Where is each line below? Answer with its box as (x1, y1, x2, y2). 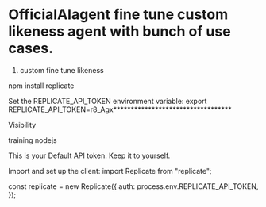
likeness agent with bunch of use (8, 22, 232, 40)
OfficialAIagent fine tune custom (8, 6, 229, 24)
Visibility (8, 120, 37, 129)
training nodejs (8, 135, 57, 144)
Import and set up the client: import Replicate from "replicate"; (8, 166, 212, 175)
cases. (8, 40, 54, 57)
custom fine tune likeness (19, 65, 105, 75)
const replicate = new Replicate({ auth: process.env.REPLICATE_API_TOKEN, (8, 181, 259, 191)
